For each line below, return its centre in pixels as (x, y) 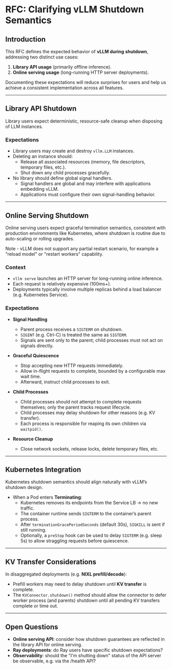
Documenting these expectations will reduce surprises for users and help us (86, 82)
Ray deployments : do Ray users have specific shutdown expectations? (88, 650)
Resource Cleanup (33, 439)
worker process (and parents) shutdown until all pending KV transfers (86, 600)
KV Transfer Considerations (51, 562)
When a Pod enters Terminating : (47, 497)
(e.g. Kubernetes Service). (40, 295)
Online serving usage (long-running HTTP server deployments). (81, 72)
